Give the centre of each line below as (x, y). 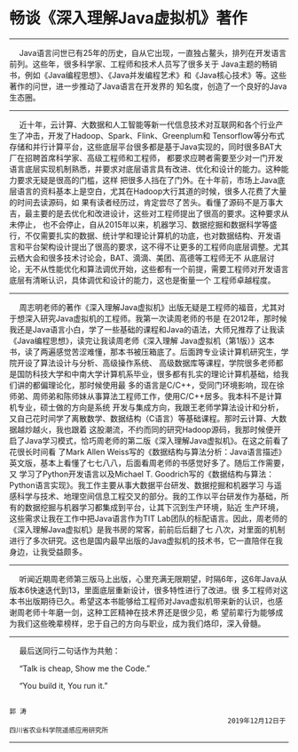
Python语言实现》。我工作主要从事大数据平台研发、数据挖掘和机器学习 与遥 (145, 484)
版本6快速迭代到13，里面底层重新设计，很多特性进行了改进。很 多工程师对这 (149, 590)
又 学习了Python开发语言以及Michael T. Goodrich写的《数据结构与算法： (142, 474)
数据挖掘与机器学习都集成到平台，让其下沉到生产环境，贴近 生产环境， (154, 507)
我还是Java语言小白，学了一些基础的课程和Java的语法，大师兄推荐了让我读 (147, 329)
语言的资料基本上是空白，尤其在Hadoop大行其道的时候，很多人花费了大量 (152, 191)
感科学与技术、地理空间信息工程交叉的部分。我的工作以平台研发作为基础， (145, 496)
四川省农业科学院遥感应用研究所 (59, 730)
